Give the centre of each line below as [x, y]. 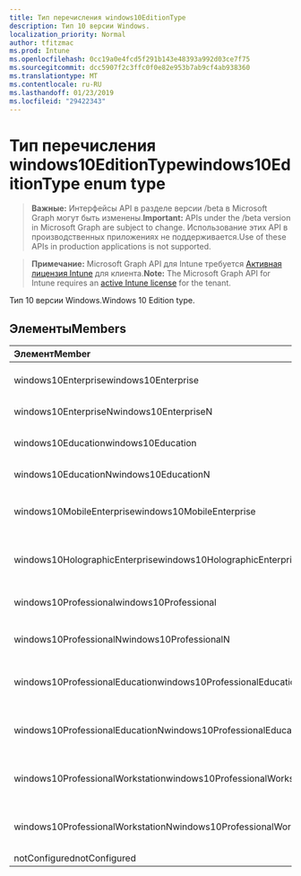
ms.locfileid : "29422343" [57, 101]
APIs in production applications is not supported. [121, 247]
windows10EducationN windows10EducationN [112, 475]
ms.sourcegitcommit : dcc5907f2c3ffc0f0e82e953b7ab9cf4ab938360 [130, 68]
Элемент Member [52, 354]
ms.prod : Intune [39, 51]
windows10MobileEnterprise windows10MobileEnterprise [135, 512]
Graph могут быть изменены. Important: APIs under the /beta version [161, 218]
